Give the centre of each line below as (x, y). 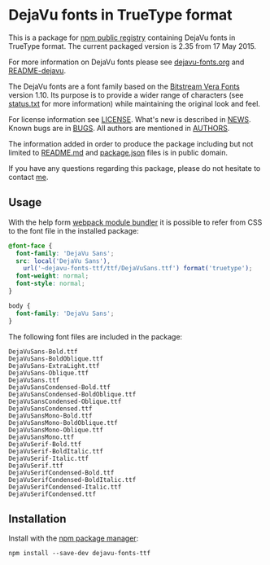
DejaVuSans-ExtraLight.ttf (54, 366)
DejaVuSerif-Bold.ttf (45, 444)
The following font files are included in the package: (96, 336)
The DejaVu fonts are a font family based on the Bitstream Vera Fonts (124, 86)
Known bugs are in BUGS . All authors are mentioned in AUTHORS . (119, 128)
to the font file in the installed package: (74, 230)
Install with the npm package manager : (74, 538)
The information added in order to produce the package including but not (131, 143)
